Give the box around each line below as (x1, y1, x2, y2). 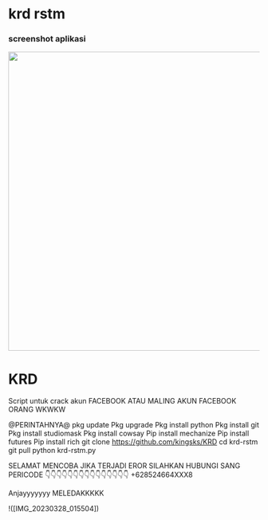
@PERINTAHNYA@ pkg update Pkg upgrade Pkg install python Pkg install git (8, 420, 259, 430)
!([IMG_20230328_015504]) (8, 504, 100, 514)
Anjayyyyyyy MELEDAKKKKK (8, 488, 104, 498)
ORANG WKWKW (8, 404, 66, 415)
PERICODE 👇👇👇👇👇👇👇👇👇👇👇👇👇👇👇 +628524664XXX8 (8, 470, 193, 479)
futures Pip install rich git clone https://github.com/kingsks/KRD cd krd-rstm (8, 437, 258, 447)
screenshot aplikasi (8, 33, 86, 45)
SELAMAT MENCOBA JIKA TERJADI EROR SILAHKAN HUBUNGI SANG (8, 461, 241, 471)
